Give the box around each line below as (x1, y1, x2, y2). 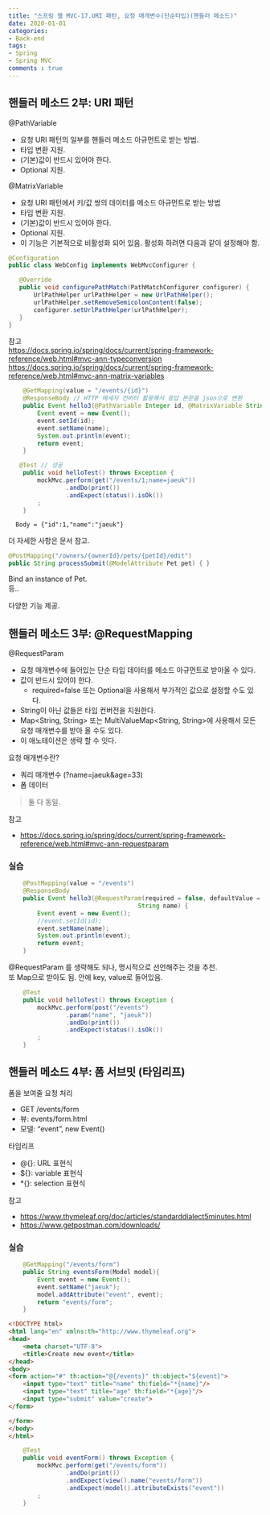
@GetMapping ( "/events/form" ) (22, 1260, 121, 1269)
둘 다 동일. (27, 797, 61, 807)
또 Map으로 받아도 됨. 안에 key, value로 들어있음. (8, 973, 163, 982)
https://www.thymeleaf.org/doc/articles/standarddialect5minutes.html (19, 1211, 252, 1221)
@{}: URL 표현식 (19, 1158, 73, 1168)
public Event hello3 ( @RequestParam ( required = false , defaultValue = (22, 894, 261, 903)
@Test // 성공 (18, 461, 63, 470)
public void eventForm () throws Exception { (22, 1454, 174, 1463)
